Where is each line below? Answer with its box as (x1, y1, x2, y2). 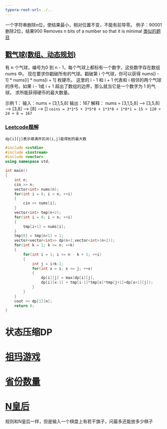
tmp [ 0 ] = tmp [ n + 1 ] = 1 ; (14, 234, 64, 239)
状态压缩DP (5, 326, 52, 338)
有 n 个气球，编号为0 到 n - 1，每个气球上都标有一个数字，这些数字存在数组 (5, 65, 160, 71)
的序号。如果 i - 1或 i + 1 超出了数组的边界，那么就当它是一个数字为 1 (5, 83, 146, 89)
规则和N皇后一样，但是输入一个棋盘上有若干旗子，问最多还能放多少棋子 (5, 418, 153, 424)
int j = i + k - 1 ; (31, 261, 64, 266)
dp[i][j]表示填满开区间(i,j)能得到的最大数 (5, 136, 86, 141)
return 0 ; (14, 303, 35, 308)
